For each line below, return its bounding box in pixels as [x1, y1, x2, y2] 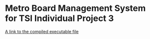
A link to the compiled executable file [5, 29, 79, 34]
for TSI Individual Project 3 [5, 13, 114, 24]
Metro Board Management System [5, 3, 146, 14]
